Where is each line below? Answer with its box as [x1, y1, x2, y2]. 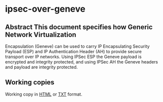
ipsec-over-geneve [5, 3, 86, 15]
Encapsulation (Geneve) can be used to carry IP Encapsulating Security [5, 43, 150, 49]
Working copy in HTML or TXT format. [5, 91, 82, 97]
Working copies [5, 78, 55, 86]
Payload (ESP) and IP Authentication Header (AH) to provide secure [5, 49, 142, 54]
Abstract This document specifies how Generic [5, 23, 153, 31]
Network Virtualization [5, 30, 77, 39]
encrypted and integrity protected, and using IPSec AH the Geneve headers [5, 59, 158, 64]
